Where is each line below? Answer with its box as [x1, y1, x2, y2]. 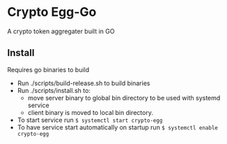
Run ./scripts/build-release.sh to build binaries [17, 79, 150, 87]
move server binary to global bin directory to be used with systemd [27, 93, 221, 102]
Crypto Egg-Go [7, 4, 97, 20]
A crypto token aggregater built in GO [7, 27, 115, 35]
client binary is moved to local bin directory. [27, 108, 153, 116]
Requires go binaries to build [7, 65, 90, 73]
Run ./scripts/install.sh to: [17, 86, 91, 94]
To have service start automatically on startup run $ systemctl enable [17, 123, 218, 132]
